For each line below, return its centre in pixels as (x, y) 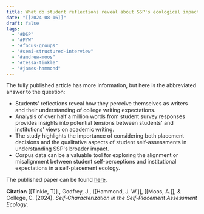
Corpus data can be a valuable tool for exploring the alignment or (97, 155)
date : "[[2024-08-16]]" (36, 18)
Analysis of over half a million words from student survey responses (100, 116)
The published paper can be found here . (57, 180)
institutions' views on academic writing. (64, 129)
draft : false (23, 23)
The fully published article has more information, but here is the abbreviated (101, 85)
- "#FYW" (23, 40)
